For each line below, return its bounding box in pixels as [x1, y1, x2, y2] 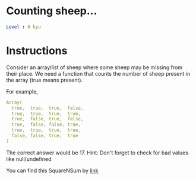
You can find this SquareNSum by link [6, 167, 99, 174]
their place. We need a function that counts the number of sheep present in [6, 70, 191, 77]
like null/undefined [6, 155, 52, 162]
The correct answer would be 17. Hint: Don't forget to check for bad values [6, 149, 189, 156]
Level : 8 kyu [6, 24, 42, 30]
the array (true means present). [6, 76, 83, 83]
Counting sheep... [6, 4, 97, 18]
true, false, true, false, [11, 116, 84, 122]
